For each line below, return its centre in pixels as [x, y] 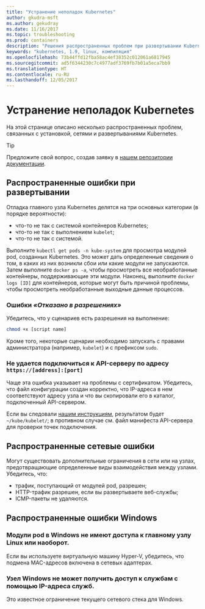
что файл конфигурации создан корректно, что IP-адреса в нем [89, 389]
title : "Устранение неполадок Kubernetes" [61, 12]
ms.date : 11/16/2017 [33, 29]
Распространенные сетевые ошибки [81, 446]
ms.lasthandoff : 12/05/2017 [42, 80]
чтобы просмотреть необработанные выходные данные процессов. [95, 289]
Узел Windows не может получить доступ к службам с [92, 578]
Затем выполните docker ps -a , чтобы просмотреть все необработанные [102, 270]
